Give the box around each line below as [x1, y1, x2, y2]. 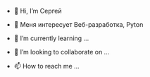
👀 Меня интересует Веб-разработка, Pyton [13, 20, 144, 28]
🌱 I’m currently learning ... [13, 34, 89, 42]
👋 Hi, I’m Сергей [13, 7, 62, 15]
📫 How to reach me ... [13, 62, 80, 70]
